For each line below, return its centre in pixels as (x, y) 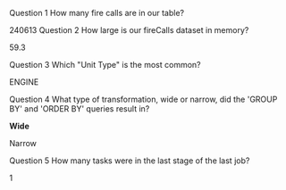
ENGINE (24, 82)
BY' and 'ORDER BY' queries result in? (80, 109)
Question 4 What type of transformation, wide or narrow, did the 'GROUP (143, 99)
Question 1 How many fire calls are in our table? (97, 13)
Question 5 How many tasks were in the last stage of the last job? (130, 161)
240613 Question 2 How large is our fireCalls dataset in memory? (129, 30)
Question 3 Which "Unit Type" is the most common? (105, 65)
